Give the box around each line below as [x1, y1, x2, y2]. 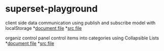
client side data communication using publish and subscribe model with [5, 20, 156, 26]
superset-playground [5, 3, 98, 15]
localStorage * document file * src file [5, 25, 82, 31]
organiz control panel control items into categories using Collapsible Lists [5, 35, 159, 41]
